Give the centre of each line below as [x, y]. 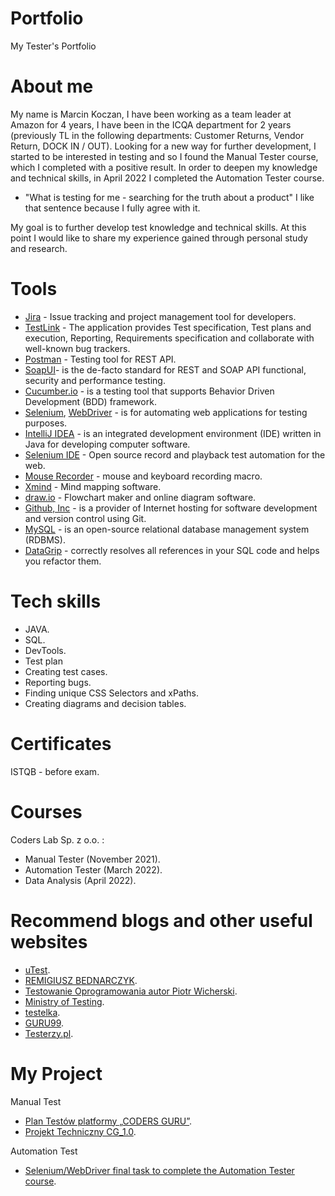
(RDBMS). [45, 539]
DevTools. [45, 650]
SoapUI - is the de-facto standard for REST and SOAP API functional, [165, 369]
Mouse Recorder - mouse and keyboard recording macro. [143, 476]
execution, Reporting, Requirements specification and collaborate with [169, 338]
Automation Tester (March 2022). [93, 869]
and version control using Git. [85, 518]
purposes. [46, 423]
